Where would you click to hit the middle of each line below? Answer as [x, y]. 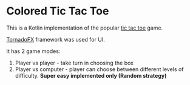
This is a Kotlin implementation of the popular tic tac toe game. [84, 28]
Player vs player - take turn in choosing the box [74, 63]
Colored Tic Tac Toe [58, 11]
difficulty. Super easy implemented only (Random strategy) [91, 75]
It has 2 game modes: [33, 51]
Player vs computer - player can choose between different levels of [99, 69]
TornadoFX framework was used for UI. [56, 39]
